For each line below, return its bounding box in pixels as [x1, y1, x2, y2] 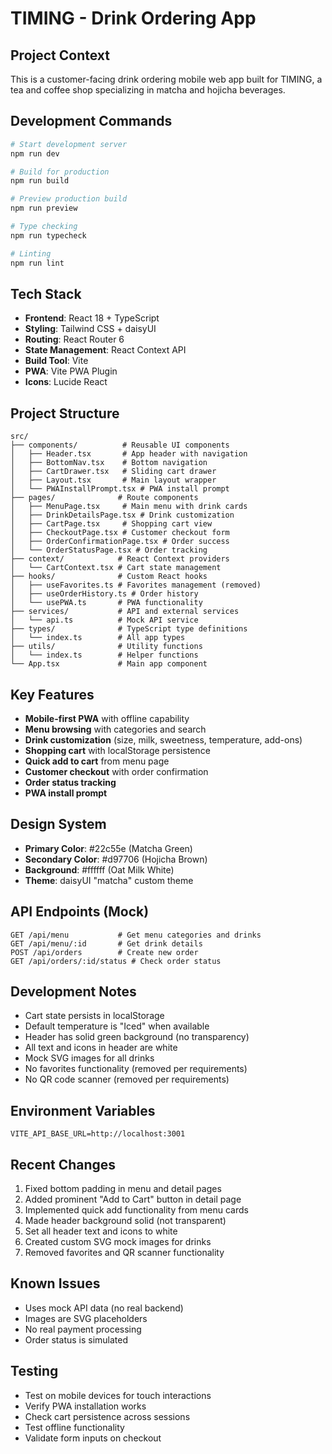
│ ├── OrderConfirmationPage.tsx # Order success [10, 537, 230, 547]
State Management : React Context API [24, 344, 187, 356]
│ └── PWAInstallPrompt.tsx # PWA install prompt [10, 484, 230, 494]
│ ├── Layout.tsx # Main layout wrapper [10, 475, 217, 486]
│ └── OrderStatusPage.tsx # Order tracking [10, 545, 208, 556]
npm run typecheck [10, 230, 87, 241]
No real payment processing [24, 1323, 142, 1335]
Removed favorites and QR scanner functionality [24, 1247, 225, 1259]
